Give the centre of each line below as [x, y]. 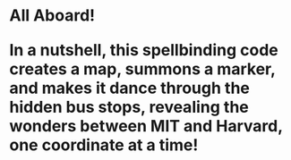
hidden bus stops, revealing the [129, 107]
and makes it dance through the [130, 88]
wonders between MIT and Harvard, [146, 126]
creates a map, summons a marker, [142, 69]
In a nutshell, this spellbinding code [144, 51]
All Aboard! [52, 16]
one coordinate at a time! [104, 145]
